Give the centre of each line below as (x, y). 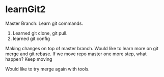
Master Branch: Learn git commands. (44, 23)
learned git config (31, 38)
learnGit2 (25, 9)
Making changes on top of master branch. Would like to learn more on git (82, 48)
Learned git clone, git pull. (40, 33)
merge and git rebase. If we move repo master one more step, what (76, 54)
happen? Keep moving (29, 59)
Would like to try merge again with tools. (48, 69)
